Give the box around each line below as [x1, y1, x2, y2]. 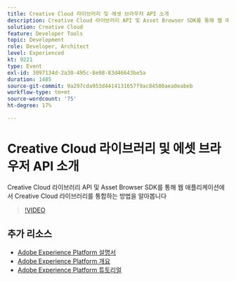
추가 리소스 [7, 228, 53, 240]
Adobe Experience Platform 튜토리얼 [17, 266, 122, 274]
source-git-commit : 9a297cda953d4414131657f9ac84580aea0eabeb [7, 82, 193, 89]
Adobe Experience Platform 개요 [17, 256, 111, 265]
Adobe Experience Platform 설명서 [17, 248, 117, 256]
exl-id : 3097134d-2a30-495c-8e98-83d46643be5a [7, 69, 146, 76]
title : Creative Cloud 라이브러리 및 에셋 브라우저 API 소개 [7, 10, 169, 18]
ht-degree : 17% [7, 102, 52, 109]
